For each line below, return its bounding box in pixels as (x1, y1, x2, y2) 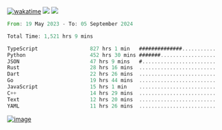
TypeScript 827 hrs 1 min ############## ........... (7, 45, 216, 52)
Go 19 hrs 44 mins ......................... (7, 77, 216, 84)
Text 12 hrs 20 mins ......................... (7, 96, 216, 103)
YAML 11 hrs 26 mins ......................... (7, 103, 216, 109)
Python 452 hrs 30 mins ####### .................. (7, 51, 216, 58)
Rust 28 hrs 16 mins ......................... (7, 64, 216, 71)
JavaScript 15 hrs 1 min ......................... (7, 83, 216, 90)
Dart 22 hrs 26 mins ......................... (7, 70, 216, 78)
